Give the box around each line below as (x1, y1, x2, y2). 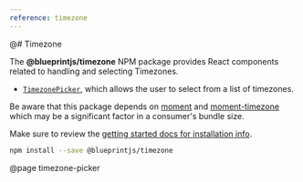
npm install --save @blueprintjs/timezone (9, 146, 173, 155)
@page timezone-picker (9, 162, 100, 173)
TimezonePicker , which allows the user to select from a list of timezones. (22, 83, 295, 94)
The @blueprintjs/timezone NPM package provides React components (9, 56, 279, 66)
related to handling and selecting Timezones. (9, 66, 179, 76)
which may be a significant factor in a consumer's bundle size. (9, 110, 245, 121)
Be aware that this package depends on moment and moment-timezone (9, 101, 280, 112)
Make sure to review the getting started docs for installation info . (9, 128, 253, 139)
